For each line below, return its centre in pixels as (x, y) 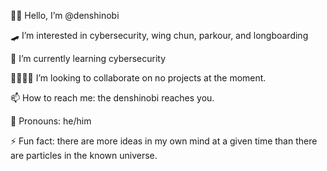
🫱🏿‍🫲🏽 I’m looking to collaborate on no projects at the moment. (138, 78)
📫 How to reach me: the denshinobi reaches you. (112, 98)
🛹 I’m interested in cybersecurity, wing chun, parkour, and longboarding (159, 35)
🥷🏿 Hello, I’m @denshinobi (65, 15)
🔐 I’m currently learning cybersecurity (88, 58)
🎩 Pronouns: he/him (51, 121)
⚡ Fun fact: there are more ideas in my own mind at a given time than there (164, 141)
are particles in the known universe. (84, 155)
